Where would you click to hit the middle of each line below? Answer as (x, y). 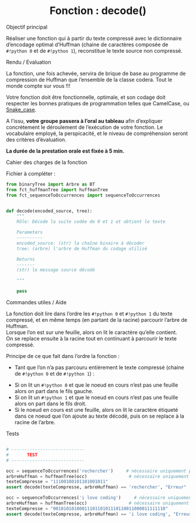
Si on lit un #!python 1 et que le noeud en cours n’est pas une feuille (96, 398)
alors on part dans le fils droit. (50, 404)
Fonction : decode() (98, 11)
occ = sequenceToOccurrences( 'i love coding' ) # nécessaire (86, 498)
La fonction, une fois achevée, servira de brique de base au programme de (96, 73)
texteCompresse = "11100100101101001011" (57, 482)
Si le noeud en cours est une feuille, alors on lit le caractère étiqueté (96, 410)
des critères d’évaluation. (36, 139)
